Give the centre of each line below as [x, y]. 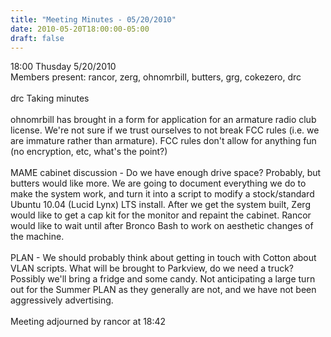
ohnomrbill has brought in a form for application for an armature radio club [163, 120]
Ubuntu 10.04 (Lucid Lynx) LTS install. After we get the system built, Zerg [160, 205]
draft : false [37, 38]
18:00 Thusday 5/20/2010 [63, 67]
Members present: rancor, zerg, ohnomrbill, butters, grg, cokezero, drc [156, 77]
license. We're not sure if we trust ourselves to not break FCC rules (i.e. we [165, 130]
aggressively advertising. [62, 300]
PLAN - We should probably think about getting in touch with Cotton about [163, 258]
